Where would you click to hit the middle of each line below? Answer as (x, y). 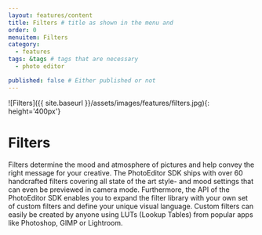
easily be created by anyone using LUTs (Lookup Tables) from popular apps (131, 214)
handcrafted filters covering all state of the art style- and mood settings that (131, 181)
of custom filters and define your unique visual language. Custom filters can (131, 206)
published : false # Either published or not (82, 80)
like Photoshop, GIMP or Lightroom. (65, 222)
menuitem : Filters (38, 37)
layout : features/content (50, 15)
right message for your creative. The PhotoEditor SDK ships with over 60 (126, 172)
